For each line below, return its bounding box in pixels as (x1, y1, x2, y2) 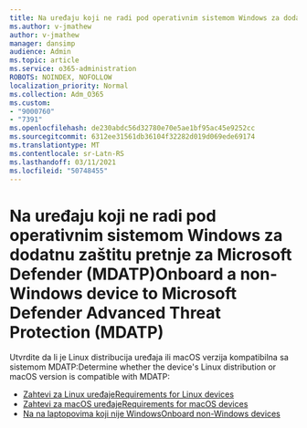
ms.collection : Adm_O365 (9, 89, 104, 99)
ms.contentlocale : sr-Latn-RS (9, 149, 125, 158)
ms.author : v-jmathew (9, 22, 92, 31)
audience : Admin (9, 47, 71, 57)
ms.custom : (9, 98, 51, 108)
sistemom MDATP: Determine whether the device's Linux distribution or (9, 361, 277, 372)
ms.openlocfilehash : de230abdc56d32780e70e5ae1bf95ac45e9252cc (9, 124, 256, 133)
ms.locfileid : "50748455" (9, 166, 108, 175)
